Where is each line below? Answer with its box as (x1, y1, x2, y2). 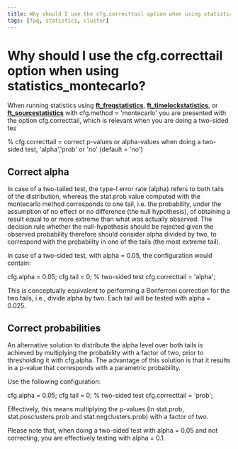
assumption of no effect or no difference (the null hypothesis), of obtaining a (7, 207, 231, 216)
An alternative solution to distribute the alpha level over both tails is (7, 341, 203, 350)
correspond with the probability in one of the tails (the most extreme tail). (7, 237, 221, 246)
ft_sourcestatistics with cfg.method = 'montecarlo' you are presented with (7, 109, 227, 117)
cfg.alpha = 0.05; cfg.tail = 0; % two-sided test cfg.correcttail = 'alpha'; (7, 273, 216, 281)
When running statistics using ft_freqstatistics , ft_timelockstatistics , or (7, 101, 218, 110)
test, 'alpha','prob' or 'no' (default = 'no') (25, 145, 143, 153)
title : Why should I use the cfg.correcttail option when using (7, 10, 201, 18)
